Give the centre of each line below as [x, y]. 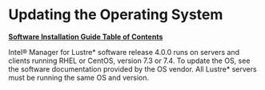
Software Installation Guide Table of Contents [86, 37]
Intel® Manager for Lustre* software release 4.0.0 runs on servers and [124, 52]
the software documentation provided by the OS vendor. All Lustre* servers [133, 68]
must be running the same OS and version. [79, 77]
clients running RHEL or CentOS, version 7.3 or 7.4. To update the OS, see [129, 61]
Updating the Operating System [116, 15]
